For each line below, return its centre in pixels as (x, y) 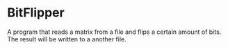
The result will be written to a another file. (67, 39)
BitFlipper (36, 13)
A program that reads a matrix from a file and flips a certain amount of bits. (114, 32)
